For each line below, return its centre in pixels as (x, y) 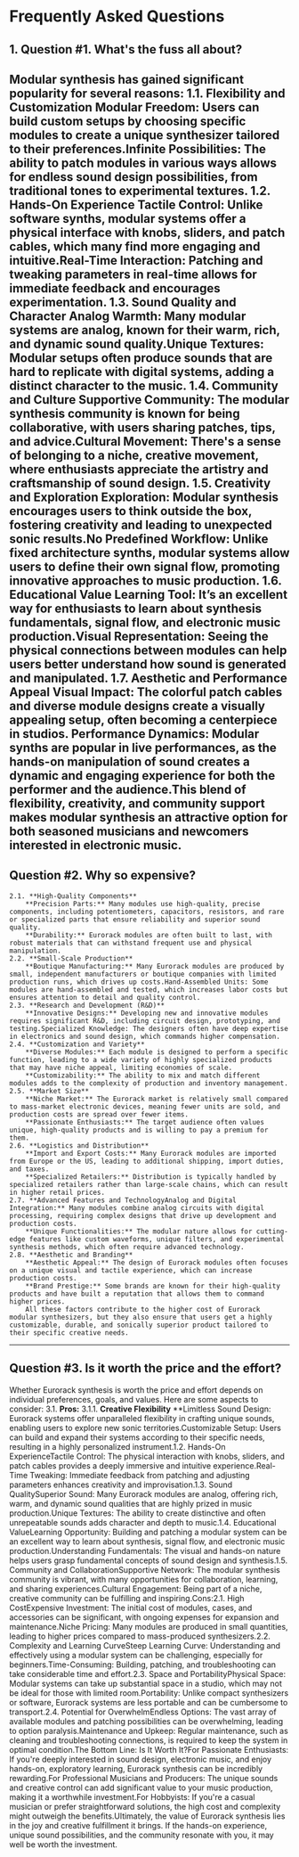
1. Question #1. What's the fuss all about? (126, 49)
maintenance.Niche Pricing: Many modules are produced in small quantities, (149, 1626)
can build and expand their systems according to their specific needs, (137, 1437)
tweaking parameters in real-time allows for (133, 274)
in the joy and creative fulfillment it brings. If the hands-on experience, (138, 1825)
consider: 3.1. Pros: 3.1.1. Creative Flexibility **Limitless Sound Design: (140, 1409)
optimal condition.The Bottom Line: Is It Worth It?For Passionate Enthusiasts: (149, 1749)
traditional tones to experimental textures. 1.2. (140, 190)
